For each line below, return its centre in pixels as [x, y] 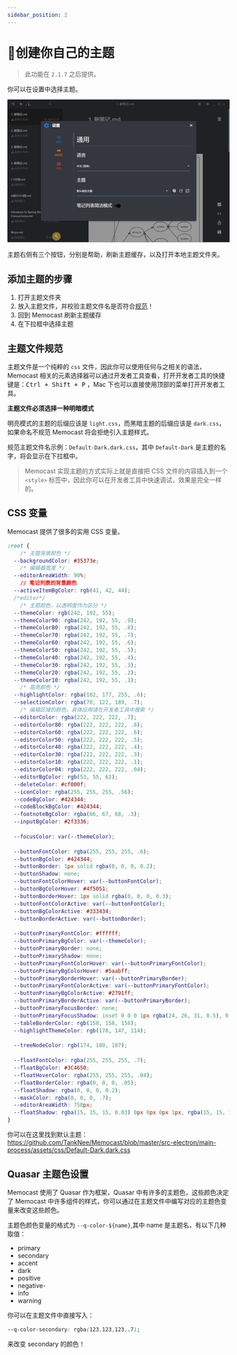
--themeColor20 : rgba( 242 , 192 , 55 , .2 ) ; [75, 673]
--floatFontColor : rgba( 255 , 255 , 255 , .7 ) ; [80, 1061]
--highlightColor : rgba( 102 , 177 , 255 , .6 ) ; [80, 695]
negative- [31, 1285]
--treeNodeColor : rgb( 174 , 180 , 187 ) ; [71, 1046]
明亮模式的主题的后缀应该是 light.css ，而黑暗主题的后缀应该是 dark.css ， [116, 424]
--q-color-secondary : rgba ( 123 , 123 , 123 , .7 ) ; [74, 1330]
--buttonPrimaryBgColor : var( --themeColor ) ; [80, 941]
